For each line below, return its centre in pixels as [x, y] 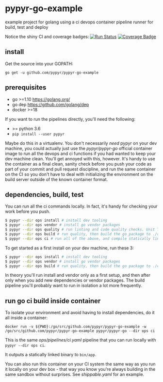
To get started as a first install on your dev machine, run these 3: [70, 248]
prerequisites [26, 87]
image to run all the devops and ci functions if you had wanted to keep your [81, 153]
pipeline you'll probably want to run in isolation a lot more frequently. [73, 286]
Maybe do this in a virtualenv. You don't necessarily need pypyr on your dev [81, 143]
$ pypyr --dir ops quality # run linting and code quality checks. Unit [80, 229]
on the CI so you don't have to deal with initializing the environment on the [79, 174]
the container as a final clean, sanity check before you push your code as [78, 164]
